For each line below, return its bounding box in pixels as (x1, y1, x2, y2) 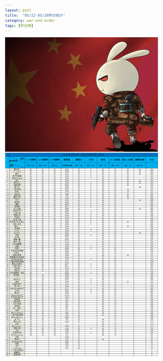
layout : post (5, 8, 32, 13)
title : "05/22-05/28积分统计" (5, 13, 65, 18)
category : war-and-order (5, 18, 55, 23)
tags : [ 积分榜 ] (5, 23, 34, 28)
